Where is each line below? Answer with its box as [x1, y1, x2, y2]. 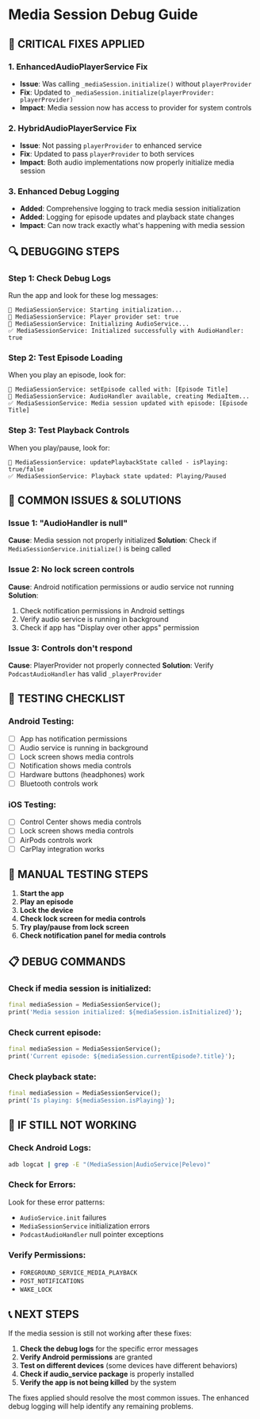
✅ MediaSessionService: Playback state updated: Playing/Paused [8, 472, 227, 480]
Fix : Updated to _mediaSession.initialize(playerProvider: [19, 87, 215, 97]
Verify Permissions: [8, 1249, 86, 1260]
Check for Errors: [8, 1179, 77, 1190]
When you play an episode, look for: [8, 370, 127, 380]
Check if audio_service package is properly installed [19, 1369, 194, 1378]
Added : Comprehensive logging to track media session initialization [19, 204, 241, 214]
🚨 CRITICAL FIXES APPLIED [8, 37, 145, 51]
